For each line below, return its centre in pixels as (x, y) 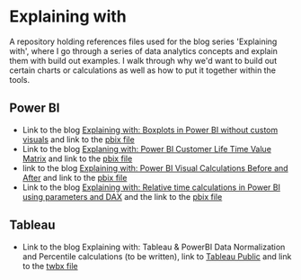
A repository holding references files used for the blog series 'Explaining (143, 41)
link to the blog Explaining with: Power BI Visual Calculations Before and (155, 167)
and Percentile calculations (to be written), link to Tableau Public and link (157, 256)
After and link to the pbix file (75, 177)
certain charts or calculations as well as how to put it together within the (143, 70)
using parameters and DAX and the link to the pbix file (122, 196)
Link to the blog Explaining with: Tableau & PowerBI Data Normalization (154, 247)
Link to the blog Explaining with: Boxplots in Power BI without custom (150, 130)
